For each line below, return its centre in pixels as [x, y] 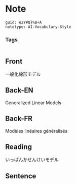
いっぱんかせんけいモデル [32, 160]
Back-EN [19, 90]
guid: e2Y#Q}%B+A [24, 22]
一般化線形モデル [23, 74]
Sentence [21, 176]
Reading [18, 147]
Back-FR [19, 119]
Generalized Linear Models [33, 103]
